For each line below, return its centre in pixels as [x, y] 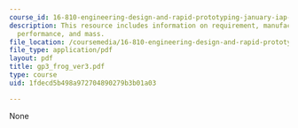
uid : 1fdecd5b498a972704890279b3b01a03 [83, 83]
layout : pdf [31, 58]
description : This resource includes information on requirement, [134, 26]
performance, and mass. [61, 34]
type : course [33, 75]
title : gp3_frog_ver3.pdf [57, 67]
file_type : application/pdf [61, 50]
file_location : [37, 42]
